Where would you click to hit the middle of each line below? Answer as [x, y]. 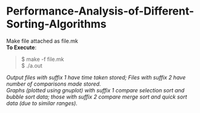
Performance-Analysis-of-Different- [100, 11]
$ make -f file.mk [42, 59]
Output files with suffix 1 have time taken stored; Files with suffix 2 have [96, 77]
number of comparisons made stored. [54, 84]
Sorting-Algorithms [57, 24]
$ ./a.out [32, 66]
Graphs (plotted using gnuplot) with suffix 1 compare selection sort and [95, 90]
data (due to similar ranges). [42, 103]
